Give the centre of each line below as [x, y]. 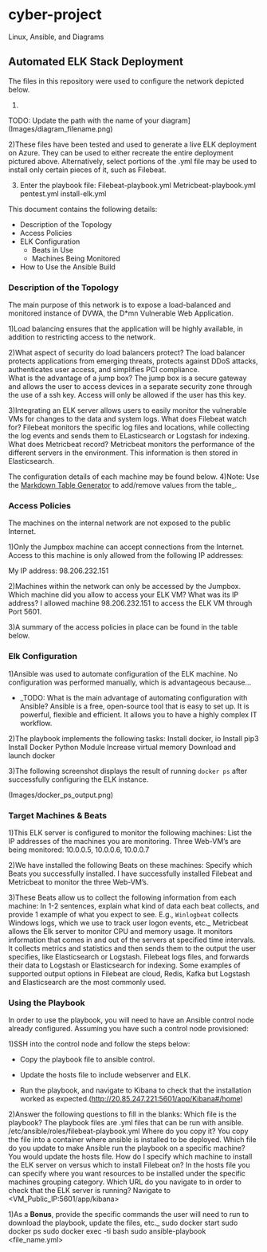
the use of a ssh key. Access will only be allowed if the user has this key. [127, 395]
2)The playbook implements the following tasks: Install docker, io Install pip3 [133, 738]
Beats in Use [53, 249]
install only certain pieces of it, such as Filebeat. [87, 170]
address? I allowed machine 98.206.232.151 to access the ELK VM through [130, 603]
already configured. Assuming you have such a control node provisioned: [128, 1029]
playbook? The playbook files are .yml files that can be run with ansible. [126, 1123]
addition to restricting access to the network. [82, 337]
